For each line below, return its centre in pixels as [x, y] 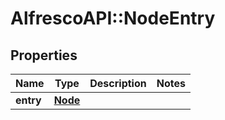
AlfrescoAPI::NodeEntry [113, 18]
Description [118, 83]
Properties [44, 55]
